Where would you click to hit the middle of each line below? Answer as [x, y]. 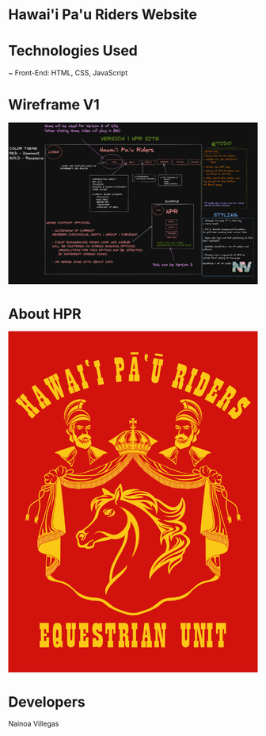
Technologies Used [73, 51]
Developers [47, 701]
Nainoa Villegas [34, 724]
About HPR [45, 314]
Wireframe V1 [54, 105]
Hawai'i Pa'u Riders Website [103, 15]
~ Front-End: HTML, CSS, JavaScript [68, 73]
